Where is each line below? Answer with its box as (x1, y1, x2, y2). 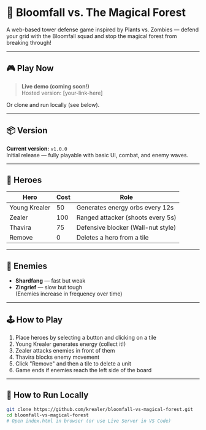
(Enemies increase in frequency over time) (15, 290, 123, 297)
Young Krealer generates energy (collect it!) (15, 340, 126, 348)
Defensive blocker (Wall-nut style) (76, 224, 177, 232)
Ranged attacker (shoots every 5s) (76, 213, 177, 222)
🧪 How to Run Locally (6, 390, 89, 401)
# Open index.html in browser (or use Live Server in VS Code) (6, 418, 172, 424)
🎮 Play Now (6, 63, 54, 74)
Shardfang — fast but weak (15, 277, 86, 284)
